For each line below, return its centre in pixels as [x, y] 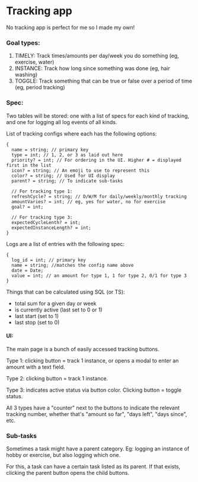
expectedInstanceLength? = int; [52, 228]
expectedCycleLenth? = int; [46, 222]
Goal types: [23, 43]
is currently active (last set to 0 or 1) [58, 310]
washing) [26, 75]
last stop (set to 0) [37, 322]
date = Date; [28, 270]
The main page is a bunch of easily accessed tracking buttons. [83, 349]
